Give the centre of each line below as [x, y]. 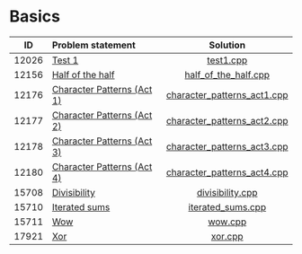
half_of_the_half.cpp [227, 74]
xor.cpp [227, 236]
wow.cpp [227, 222]
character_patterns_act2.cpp [227, 120]
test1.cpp [227, 60]
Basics [35, 17]
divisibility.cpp [227, 192]
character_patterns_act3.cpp [227, 146]
